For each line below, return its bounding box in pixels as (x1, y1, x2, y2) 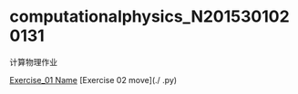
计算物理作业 (9, 56, 57, 67)
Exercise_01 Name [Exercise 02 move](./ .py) (9, 74, 178, 85)
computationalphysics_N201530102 (9, 6, 290, 27)
